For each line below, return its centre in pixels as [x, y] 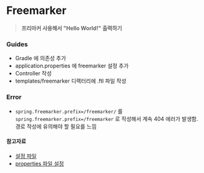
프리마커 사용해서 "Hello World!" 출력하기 [72, 28]
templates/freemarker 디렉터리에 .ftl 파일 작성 [71, 81]
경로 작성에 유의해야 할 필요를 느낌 [56, 126]
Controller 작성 [33, 73]
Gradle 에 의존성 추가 [40, 58]
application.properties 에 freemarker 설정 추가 [72, 66]
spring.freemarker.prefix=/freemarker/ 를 [69, 111]
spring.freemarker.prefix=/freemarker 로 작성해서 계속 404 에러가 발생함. [107, 118]
